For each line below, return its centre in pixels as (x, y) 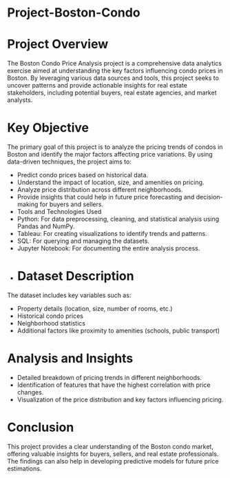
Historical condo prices (50, 316)
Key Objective (48, 128)
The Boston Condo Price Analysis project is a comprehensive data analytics (115, 63)
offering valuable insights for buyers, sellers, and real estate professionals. (113, 454)
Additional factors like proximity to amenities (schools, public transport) (118, 330)
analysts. (20, 100)
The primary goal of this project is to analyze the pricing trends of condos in (115, 147)
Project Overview (58, 44)
